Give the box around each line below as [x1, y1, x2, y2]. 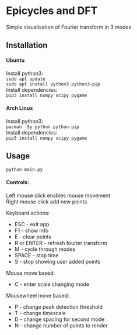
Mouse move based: [6, 269, 55, 276]
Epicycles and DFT [6, 4, 98, 18]
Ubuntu [6, 57, 25, 64]
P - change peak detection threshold [14, 303, 103, 310]
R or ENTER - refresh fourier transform [14, 239, 108, 246]
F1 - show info [14, 227, 49, 234]
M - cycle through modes [14, 246, 76, 253]
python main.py [6, 167, 43, 172]
